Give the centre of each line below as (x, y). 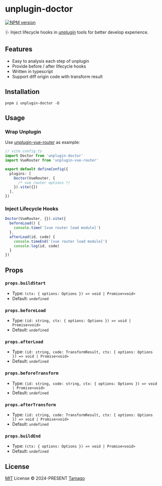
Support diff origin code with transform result (57, 76)
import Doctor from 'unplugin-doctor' (44, 156)
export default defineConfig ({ (37, 169)
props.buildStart (25, 283)
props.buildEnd (23, 436)
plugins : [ (20, 174)
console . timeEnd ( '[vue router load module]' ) (61, 241)
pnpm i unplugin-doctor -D (32, 103)
